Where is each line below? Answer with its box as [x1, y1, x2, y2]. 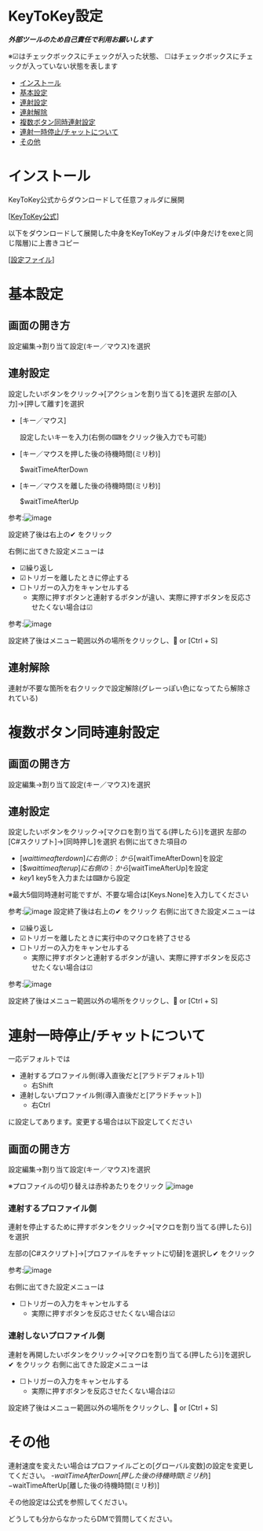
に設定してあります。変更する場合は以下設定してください [8, 1117, 192, 1127]
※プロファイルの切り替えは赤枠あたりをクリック [8, 1181, 164, 1191]
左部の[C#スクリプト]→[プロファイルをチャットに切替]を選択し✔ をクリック [8, 1249, 255, 1258]
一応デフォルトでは [8, 1054, 71, 1064]
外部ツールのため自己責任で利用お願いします [8, 35, 153, 44]
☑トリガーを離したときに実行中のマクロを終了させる [19, 933, 192, 943]
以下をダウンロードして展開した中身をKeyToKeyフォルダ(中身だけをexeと [8, 228, 247, 237]
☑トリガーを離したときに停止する [19, 572, 130, 582]
